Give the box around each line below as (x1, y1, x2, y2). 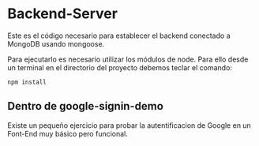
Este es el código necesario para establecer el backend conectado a (7, 31, 231, 40)
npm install (7, 78, 47, 86)
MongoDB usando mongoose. (7, 39, 105, 48)
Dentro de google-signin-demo (7, 99, 163, 113)
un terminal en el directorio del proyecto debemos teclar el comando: (7, 62, 232, 72)
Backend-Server (7, 5, 118, 23)
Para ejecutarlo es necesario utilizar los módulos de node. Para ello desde (7, 54, 249, 64)
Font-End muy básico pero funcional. (7, 129, 128, 138)
